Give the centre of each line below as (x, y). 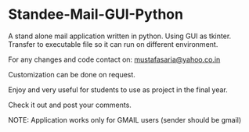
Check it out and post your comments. (70, 105)
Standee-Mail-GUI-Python (96, 14)
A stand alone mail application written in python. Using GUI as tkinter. (120, 36)
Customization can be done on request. (72, 74)
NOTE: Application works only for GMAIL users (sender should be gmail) (125, 120)
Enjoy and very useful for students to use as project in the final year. (118, 89)
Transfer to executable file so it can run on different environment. (113, 44)
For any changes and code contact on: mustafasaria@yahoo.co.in (114, 59)
